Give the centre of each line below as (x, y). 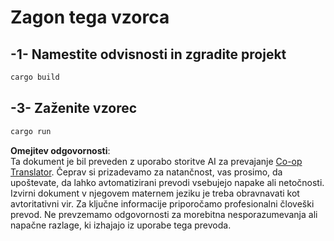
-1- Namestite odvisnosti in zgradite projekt (148, 54)
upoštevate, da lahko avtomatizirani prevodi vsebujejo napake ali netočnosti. (167, 182)
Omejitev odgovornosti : (60, 150)
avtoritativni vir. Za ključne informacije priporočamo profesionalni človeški (162, 203)
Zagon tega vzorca (90, 17)
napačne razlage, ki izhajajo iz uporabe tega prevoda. (121, 225)
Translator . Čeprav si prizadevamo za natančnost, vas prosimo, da (146, 172)
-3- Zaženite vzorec (74, 108)
